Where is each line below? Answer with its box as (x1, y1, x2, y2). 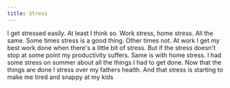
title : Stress (7, 10, 48, 17)
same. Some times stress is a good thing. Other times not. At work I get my (7, 36, 220, 45)
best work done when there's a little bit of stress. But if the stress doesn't (7, 43, 216, 52)
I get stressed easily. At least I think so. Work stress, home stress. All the (7, 29, 214, 37)
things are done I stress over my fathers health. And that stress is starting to (7, 65, 223, 74)
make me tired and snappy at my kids (7, 73, 114, 81)
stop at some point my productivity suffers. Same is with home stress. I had (7, 51, 222, 59)
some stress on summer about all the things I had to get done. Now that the (7, 58, 222, 66)
